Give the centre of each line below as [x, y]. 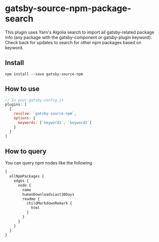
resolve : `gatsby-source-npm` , [45, 114]
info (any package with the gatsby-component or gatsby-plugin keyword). [79, 37]
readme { [31, 199]
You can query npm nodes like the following [49, 163]
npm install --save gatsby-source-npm [44, 74]
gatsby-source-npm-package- [68, 8]
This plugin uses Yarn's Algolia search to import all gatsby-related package [80, 32]
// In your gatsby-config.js [34, 100]
